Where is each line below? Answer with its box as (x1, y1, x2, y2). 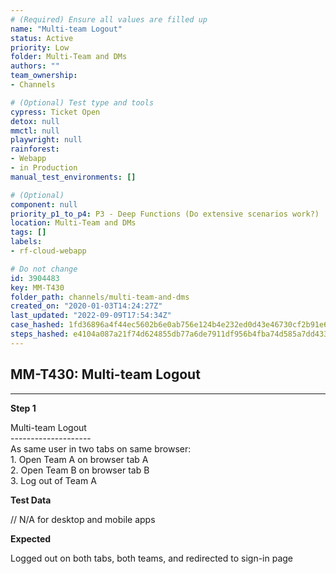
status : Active (10, 33, 74, 43)
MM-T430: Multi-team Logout (10, 366, 201, 383)
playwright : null (10, 135, 83, 145)
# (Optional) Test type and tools (10, 97, 155, 108)
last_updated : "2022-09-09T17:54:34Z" (10, 311, 172, 321)
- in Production (10, 163, 78, 173)
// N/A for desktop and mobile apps (10, 513, 156, 525)
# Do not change (10, 264, 78, 274)
